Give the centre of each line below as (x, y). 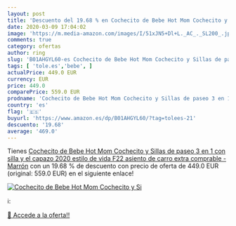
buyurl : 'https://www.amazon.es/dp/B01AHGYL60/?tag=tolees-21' (102, 118)
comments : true (29, 40)
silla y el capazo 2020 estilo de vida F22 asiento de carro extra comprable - (117, 159)
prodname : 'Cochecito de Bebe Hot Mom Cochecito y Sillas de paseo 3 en (116, 99)
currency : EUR (28, 79)
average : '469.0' (33, 131)
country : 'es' (28, 105)
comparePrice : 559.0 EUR (44, 92)
